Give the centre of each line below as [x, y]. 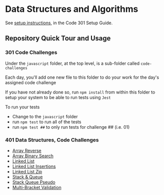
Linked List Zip [27, 171]
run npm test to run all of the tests [47, 122]
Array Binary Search [33, 156]
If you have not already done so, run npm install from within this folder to [80, 92]
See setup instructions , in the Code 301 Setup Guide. [59, 23]
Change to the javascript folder [45, 116]
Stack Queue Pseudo [34, 182]
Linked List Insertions [34, 166]
